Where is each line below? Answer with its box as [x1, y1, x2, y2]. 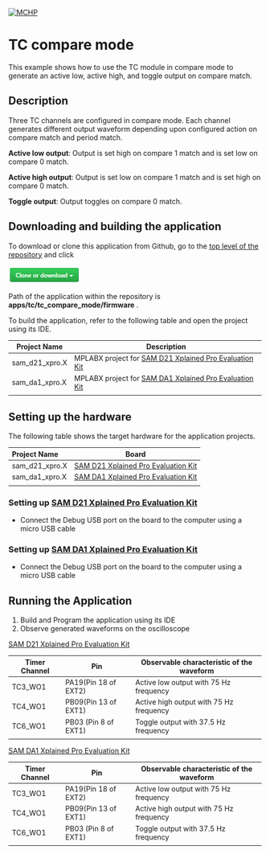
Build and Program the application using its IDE [19, 615, 176, 625]
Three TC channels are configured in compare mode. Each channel [8, 115, 231, 125]
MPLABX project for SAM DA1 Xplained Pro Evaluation [73, 373, 254, 383]
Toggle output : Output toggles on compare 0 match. [8, 196, 182, 206]
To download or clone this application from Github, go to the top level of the [8, 241, 259, 251]
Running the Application [8, 593, 133, 607]
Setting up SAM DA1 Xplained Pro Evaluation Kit [8, 544, 198, 555]
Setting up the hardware [8, 410, 133, 424]
